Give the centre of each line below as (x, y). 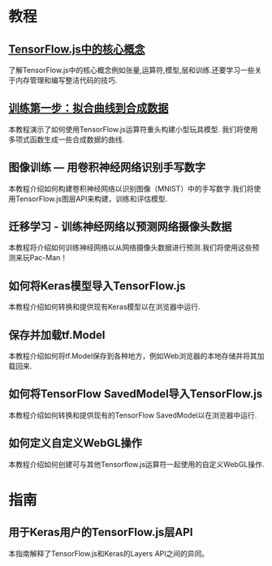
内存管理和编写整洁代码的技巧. (66, 80)
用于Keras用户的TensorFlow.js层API (101, 532)
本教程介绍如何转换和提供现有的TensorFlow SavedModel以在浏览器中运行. (133, 415)
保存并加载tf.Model (57, 334)
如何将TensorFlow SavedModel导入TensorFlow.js (136, 394)
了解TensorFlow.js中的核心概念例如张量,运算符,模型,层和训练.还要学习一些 (132, 70)
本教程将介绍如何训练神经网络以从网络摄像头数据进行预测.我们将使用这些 (131, 247)
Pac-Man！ (49, 258)
